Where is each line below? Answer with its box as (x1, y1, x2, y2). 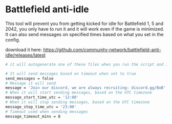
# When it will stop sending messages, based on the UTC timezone (5, 100, 150, 105)
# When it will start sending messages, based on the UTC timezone (5, 90, 153, 95)
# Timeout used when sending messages (5, 109, 88, 114)
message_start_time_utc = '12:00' (5, 95, 79, 100)
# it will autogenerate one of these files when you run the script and (5, 62, 164, 67)
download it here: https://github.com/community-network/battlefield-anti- (5, 46, 161, 53)
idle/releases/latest (5, 52, 46, 58)
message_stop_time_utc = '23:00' (5, 104, 77, 109)
